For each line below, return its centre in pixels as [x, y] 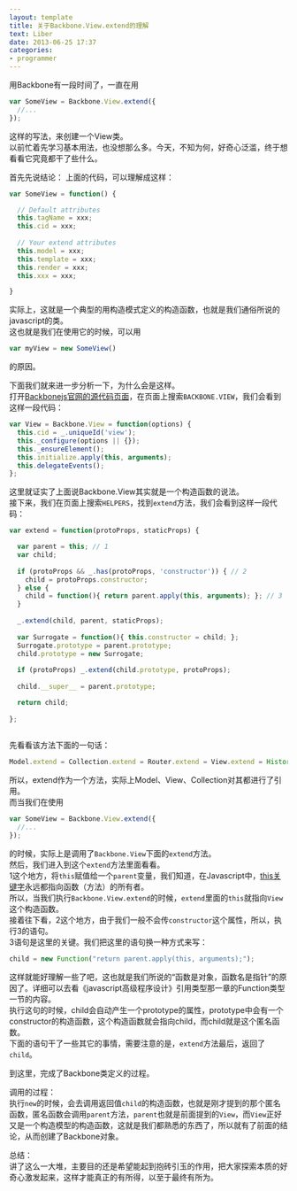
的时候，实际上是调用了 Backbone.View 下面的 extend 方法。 [113, 853]
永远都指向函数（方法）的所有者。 [87, 886]
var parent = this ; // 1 [63, 547]
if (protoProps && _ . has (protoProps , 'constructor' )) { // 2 [132, 571]
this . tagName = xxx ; [55, 218]
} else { [33, 588]
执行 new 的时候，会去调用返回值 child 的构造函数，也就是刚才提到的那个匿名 [145, 1102]
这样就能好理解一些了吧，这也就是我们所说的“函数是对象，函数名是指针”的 [145, 977]
